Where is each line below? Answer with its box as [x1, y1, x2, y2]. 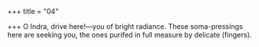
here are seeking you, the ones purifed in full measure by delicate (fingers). [7, 31, 253, 39]
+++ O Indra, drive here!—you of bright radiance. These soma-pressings [7, 22, 243, 31]
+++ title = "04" [7, 7, 59, 16]
